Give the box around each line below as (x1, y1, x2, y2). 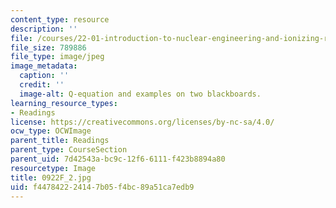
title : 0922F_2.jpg (10, 172, 92, 183)
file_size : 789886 (10, 42, 87, 53)
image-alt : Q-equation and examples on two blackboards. (19, 89, 262, 99)
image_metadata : (10, 61, 78, 71)
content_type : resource (10, 14, 110, 25)
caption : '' (19, 71, 70, 81)
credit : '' (19, 80, 65, 90)
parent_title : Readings (10, 136, 110, 146)
